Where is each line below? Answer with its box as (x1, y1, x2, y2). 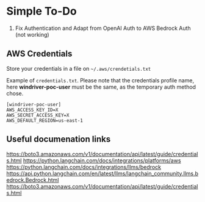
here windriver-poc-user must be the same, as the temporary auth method (6, 83, 196, 90)
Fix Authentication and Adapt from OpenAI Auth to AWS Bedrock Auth (15, 24, 191, 32)
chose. (6, 90, 24, 97)
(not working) (15, 31, 50, 38)
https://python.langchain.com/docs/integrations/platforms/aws (23, 157, 181, 164)
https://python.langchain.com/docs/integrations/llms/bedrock (6, 163, 162, 170)
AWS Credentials (6, 49, 73, 59)
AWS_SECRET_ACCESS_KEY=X (6, 112, 70, 118)
